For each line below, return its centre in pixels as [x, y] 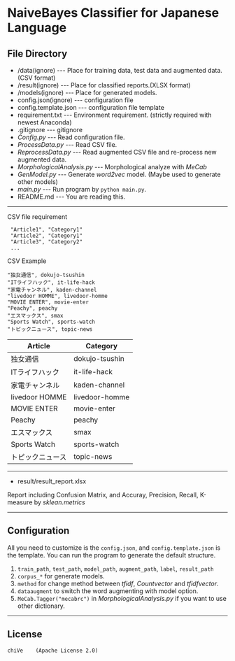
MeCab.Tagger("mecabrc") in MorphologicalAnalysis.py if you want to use [122, 598]
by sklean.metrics [59, 502]
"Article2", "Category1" [46, 236]
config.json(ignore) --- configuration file [76, 100]
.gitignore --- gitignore [50, 130]
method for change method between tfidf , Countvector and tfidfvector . [118, 583]
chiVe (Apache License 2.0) [53, 651]
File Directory [37, 54]
